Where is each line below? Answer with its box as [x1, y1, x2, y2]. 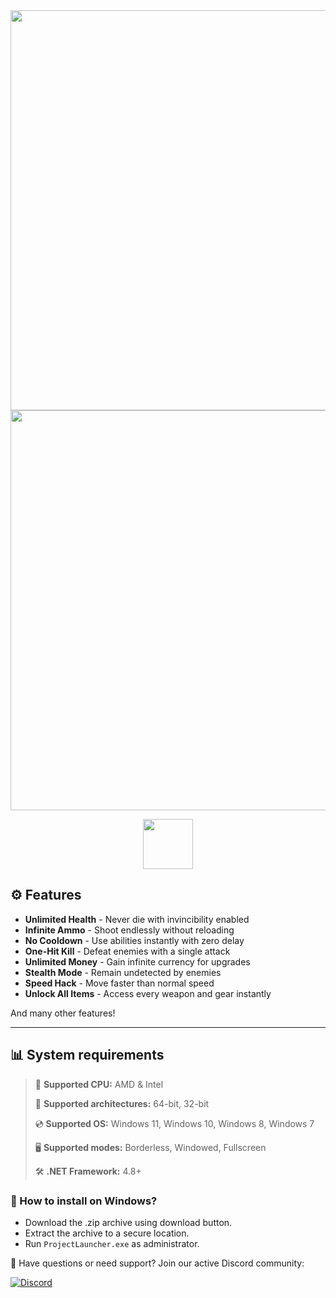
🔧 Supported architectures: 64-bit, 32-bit [34, 1097, 210, 1109]
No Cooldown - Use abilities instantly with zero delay [24, 934, 245, 946]
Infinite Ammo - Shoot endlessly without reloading [24, 924, 235, 936]
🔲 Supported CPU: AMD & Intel [34, 1078, 164, 1090]
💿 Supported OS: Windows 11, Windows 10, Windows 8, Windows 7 [34, 1117, 315, 1129]
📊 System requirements [10, 1047, 165, 1064]
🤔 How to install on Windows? [10, 1194, 158, 1208]
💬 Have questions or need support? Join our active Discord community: [10, 1257, 305, 1269]
